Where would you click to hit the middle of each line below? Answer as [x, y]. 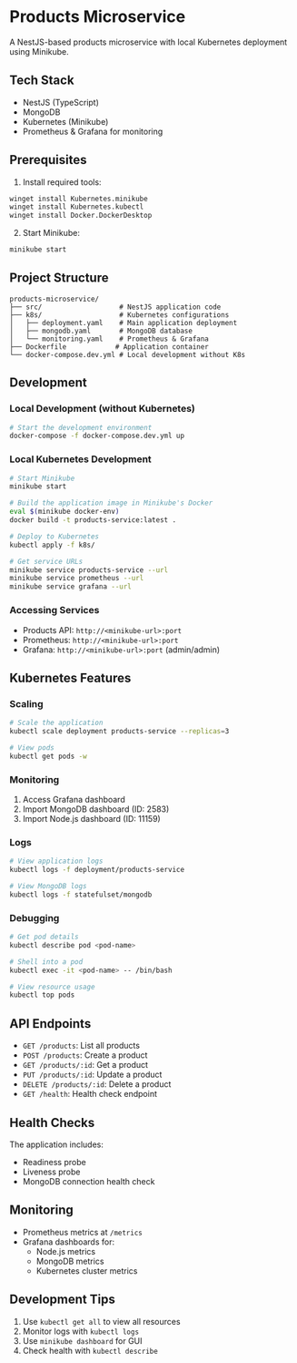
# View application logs [56, 861]
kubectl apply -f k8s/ [52, 545]
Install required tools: [62, 182]
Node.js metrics [66, 1251]
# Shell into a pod [46, 962]
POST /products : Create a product [85, 1055]
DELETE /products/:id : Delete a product [97, 1084]
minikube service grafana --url [70, 587]
